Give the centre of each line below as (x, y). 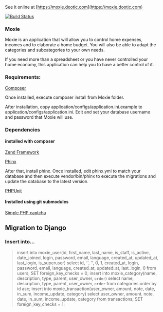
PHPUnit (13, 191)
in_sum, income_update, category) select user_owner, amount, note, (85, 294)
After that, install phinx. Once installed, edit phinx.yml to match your (73, 171)
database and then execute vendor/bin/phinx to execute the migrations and (81, 176)
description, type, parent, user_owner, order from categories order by (87, 283)
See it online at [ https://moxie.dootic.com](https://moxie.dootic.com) (74, 7)
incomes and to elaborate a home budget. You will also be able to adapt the (81, 45)
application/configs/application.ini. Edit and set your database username (78, 112)
